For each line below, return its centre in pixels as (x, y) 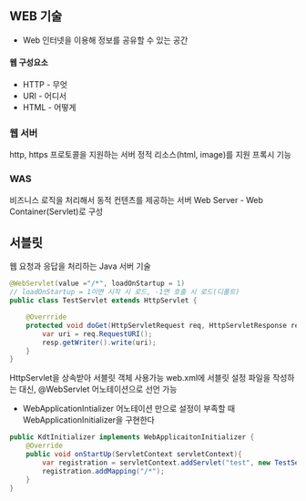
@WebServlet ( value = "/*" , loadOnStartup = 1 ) (97, 284)
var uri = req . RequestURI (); (97, 334)
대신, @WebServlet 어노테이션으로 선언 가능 (98, 389)
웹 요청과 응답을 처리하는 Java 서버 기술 (81, 266)
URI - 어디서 (44, 96)
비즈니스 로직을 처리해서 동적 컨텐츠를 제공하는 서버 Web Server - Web (137, 199)
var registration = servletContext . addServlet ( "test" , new (157, 463)
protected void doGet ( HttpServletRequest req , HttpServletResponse (156, 325)
